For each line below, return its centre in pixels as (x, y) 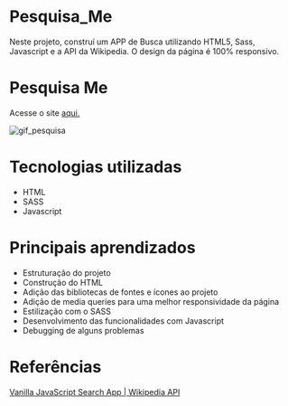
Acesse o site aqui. (45, 113)
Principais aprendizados (102, 248)
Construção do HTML (63, 282)
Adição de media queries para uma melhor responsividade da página (151, 301)
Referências (56, 367)
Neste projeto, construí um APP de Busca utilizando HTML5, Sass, (132, 42)
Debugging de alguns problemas (83, 330)
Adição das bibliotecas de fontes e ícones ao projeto (120, 292)
